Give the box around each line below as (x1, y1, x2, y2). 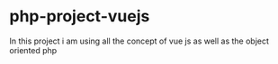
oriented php (9, 44, 58, 55)
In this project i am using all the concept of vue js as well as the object (9, 36, 270, 46)
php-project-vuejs (9, 6, 150, 27)
